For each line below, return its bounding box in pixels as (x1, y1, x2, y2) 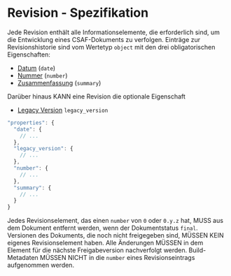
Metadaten (7, 254, 38, 262)
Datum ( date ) (17, 64, 56, 72)
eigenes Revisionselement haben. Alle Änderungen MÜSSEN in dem (7, 239, 204, 247)
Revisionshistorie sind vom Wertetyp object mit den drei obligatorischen (7, 43, 216, 51)
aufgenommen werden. (7, 261, 75, 270)
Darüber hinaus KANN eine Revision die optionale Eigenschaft (7, 92, 185, 101)
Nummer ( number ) (17, 71, 68, 80)
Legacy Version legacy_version (17, 106, 108, 114)
